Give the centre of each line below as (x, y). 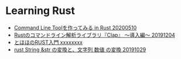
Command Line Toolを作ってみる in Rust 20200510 (75, 27)
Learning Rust (40, 11)
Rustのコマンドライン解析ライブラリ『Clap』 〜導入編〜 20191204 (94, 35)
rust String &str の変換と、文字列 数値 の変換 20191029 (80, 49)
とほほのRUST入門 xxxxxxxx (48, 42)
